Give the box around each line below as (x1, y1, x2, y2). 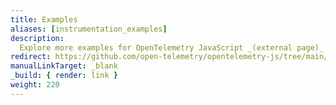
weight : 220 (10, 80, 60, 90)
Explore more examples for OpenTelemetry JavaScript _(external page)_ (19, 42, 325, 53)
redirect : (10, 52, 52, 62)
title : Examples (10, 14, 78, 25)
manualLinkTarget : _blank (10, 61, 118, 71)
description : (10, 33, 65, 43)
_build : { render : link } (10, 71, 118, 81)
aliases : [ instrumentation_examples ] (10, 24, 168, 34)
